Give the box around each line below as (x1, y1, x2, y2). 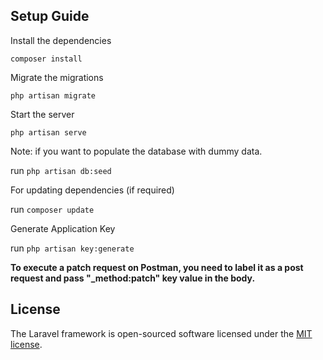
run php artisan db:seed (10, 164, 112, 176)
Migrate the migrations (10, 71, 104, 83)
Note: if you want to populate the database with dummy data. (10, 145, 263, 157)
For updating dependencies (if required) (10, 184, 175, 196)
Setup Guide (10, 8, 90, 25)
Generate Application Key (10, 222, 116, 234)
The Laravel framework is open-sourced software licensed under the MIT (10, 327, 313, 339)
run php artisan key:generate (10, 242, 135, 254)
